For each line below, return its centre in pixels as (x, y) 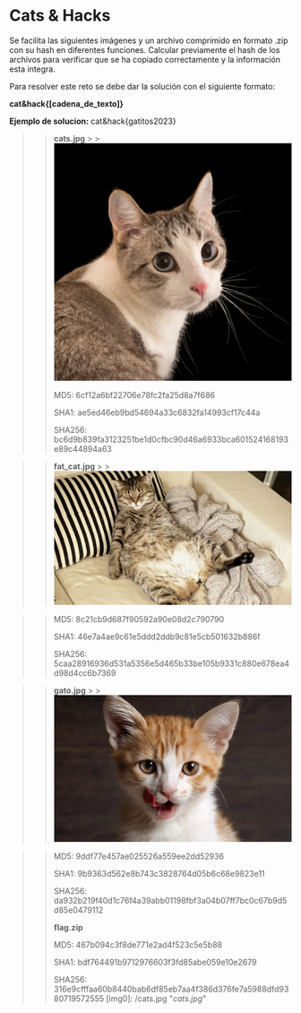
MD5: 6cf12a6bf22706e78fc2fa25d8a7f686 (134, 395)
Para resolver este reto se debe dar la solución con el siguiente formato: (142, 86)
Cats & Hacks (60, 16)
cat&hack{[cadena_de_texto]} (66, 103)
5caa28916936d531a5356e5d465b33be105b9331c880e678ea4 (171, 663)
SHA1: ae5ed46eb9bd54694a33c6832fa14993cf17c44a (157, 412)
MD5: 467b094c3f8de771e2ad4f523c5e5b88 (138, 945)
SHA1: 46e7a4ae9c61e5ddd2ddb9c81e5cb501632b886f (157, 636)
